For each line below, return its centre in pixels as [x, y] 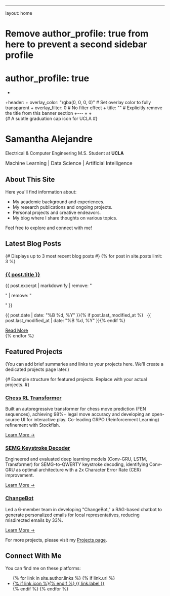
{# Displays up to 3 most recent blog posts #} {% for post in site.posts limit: [84, 256]
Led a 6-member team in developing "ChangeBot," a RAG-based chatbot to [84, 509]
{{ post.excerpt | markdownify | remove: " [49, 286]
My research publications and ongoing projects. [62, 207]
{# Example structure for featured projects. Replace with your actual [76, 379]
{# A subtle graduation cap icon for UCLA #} [51, 119]
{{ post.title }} [23, 274]
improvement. [20, 475]
